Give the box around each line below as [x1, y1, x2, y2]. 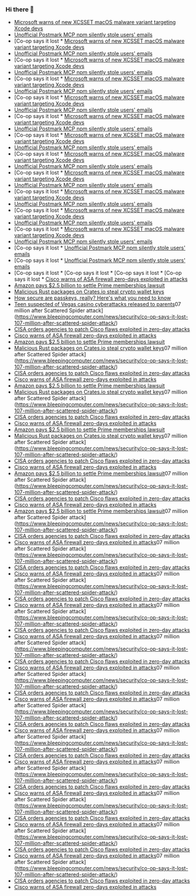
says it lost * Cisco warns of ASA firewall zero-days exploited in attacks [14, 275, 188, 283]
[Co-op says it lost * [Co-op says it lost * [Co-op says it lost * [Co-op [14, 270, 182, 277]
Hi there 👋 [5, 5, 35, 14]
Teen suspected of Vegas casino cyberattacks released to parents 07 [14, 301, 181, 308]
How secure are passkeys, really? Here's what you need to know [14, 294, 171, 301]
